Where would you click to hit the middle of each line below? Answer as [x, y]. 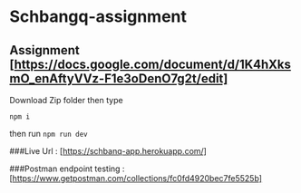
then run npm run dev [49, 134]
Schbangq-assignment [98, 17]
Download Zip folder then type [67, 100]
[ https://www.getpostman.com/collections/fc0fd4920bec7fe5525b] [136, 178]
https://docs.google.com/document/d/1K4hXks [153, 64]
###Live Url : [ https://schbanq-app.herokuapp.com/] [108, 151]
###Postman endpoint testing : [67, 169]
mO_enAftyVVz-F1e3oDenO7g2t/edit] [119, 78]
